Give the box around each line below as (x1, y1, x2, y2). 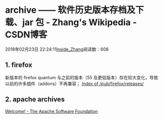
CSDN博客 (5, 29, 48, 40)
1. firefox (5, 61, 33, 69)
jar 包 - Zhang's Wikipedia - (22, 17, 137, 28)
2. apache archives (5, 95, 65, 104)
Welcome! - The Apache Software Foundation (5, 108, 98, 114)
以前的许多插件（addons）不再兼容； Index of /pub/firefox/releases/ (5, 81, 144, 87)
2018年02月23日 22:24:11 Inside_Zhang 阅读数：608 (5, 46, 109, 52)
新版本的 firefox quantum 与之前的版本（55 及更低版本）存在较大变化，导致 (5, 74, 159, 80)
